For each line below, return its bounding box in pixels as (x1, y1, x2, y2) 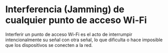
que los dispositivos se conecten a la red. (5, 42, 93, 48)
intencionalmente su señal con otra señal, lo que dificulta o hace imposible (5, 37, 163, 43)
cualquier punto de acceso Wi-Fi (5, 14, 147, 26)
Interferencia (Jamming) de (5, 4, 124, 15)
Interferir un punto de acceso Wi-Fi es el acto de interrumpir (5, 31, 133, 37)
